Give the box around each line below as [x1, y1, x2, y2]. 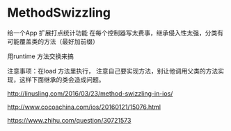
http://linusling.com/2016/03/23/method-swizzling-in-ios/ [7, 89, 173, 98]
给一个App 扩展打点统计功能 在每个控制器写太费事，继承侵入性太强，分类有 [7, 28, 224, 37]
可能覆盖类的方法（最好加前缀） [7, 37, 99, 46]
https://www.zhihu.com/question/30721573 [7, 116, 132, 124]
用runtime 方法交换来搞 [7, 52, 74, 60]
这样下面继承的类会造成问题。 [19, 75, 105, 84]
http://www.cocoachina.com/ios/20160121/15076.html [7, 103, 161, 111]
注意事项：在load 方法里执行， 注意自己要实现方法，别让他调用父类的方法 [7, 67, 218, 75]
